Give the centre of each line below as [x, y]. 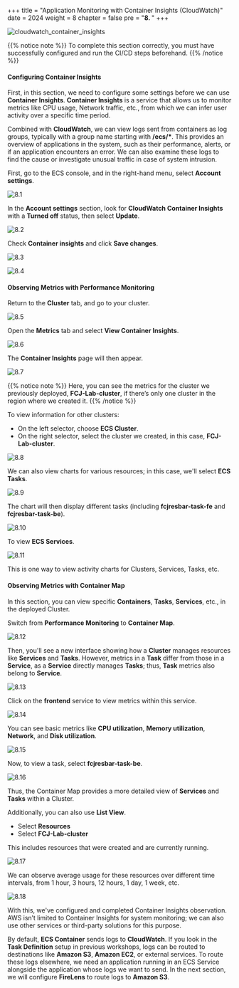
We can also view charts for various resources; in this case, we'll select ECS [119, 471]
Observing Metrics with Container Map [66, 585]
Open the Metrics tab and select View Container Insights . [93, 331]
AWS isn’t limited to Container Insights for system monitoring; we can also [116, 918]
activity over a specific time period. [59, 115]
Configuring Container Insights [54, 77]
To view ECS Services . [41, 542]
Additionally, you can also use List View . [67, 812]
